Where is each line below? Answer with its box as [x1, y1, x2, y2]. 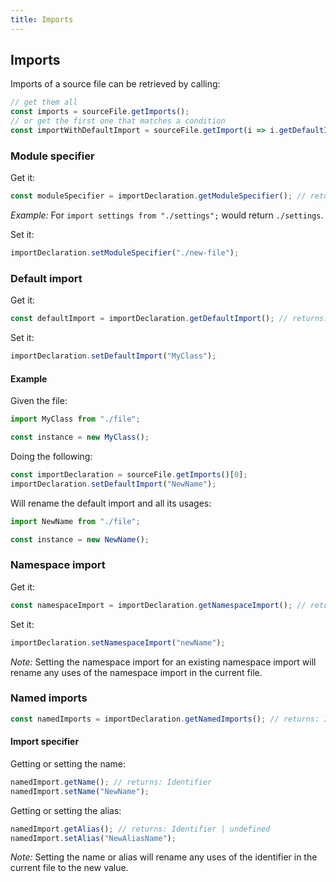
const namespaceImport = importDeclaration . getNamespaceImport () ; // [10, 600, 307, 610]
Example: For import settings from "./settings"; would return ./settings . [10, 209, 324, 221]
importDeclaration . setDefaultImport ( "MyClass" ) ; [10, 351, 217, 361]
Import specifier [10, 736, 80, 748]
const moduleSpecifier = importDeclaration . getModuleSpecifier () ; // [10, 191, 307, 201]
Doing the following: [10, 450, 93, 462]
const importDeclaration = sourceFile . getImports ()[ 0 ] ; [10, 469, 248, 480]
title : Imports [10, 14, 74, 25]
